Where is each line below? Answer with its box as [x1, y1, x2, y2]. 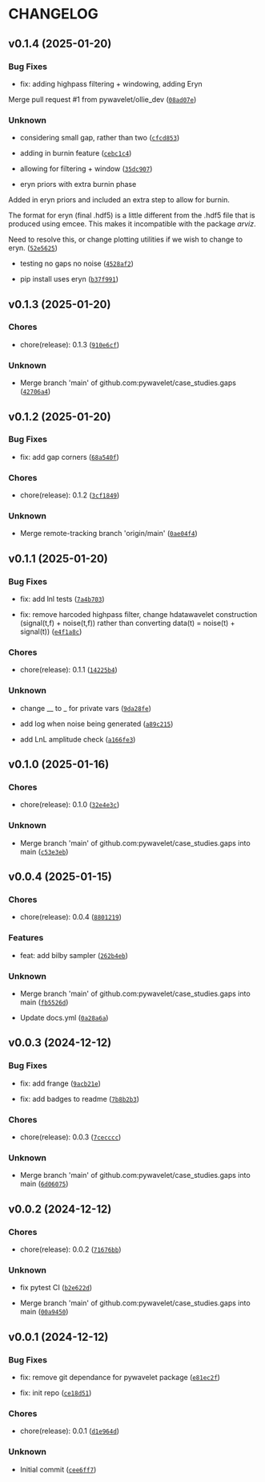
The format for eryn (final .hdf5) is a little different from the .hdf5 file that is [8, 210, 256, 221]
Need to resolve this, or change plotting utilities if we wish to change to [8, 234, 243, 245]
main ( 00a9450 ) [19, 1307, 69, 1317]
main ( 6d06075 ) [19, 1179, 69, 1188]
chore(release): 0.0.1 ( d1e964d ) [19, 1426, 120, 1436]
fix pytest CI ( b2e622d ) [19, 1283, 93, 1293]
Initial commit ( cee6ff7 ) [19, 1464, 97, 1474]
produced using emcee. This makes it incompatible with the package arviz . [8, 219, 256, 229]
